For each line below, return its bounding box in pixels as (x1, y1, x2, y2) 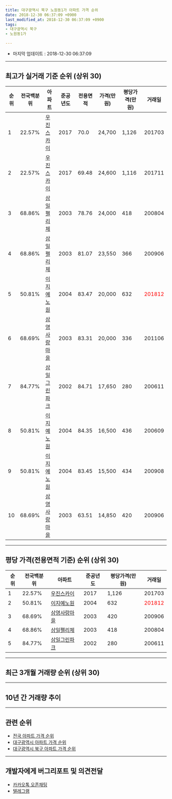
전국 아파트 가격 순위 (12, 733, 54, 739)
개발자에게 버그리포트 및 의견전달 (5, 767, 103, 775)
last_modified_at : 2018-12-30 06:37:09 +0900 (5, 17, 104, 22)
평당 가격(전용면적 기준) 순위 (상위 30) (5, 556, 119, 564)
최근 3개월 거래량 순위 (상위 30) (5, 668, 100, 677)
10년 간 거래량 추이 (5, 693, 61, 702)
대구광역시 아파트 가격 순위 (12, 739, 67, 746)
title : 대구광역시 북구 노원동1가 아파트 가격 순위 (5, 7, 98, 13)
